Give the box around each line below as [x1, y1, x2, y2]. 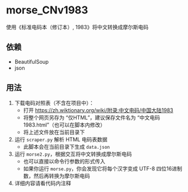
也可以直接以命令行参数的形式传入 [23, 158, 106, 165]
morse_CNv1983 [6, 4, 89, 17]
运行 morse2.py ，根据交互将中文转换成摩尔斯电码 [14, 150, 133, 158]
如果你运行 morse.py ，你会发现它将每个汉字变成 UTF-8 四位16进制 [23, 165, 182, 172]
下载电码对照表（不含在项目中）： [14, 99, 95, 106]
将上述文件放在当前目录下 [23, 128, 85, 135]
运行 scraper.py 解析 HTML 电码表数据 [14, 135, 108, 143]
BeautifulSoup [14, 58, 49, 65]
